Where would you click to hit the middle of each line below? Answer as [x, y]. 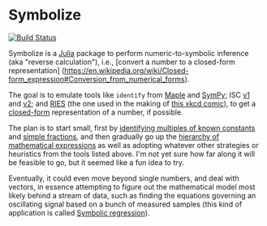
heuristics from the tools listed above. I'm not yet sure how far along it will [132, 154]
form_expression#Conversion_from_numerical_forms [97, 79]
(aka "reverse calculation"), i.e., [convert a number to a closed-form [122, 62]
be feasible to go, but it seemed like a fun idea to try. [97, 162]
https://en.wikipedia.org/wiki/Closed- [127, 70]
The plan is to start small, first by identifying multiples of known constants [132, 128]
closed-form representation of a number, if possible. [96, 112]
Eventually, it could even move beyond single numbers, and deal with [124, 178]
